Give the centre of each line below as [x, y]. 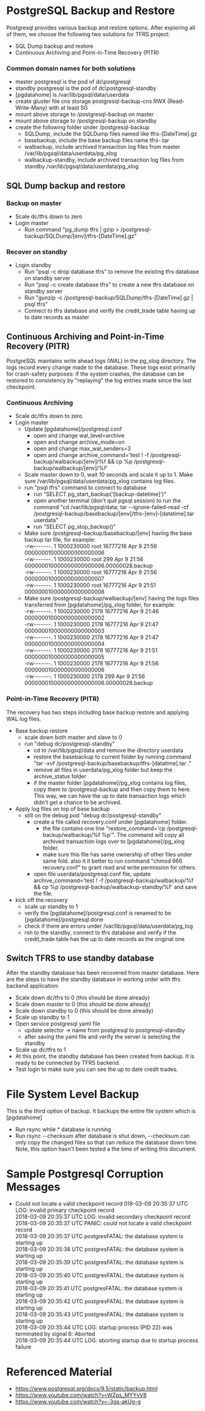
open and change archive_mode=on [79, 442]
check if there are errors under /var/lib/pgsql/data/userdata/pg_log [109, 926]
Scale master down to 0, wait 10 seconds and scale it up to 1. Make [109, 475]
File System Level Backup [73, 1094]
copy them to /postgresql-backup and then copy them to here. [112, 789]
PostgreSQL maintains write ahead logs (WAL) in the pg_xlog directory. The [101, 361]
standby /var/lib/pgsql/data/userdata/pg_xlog [81, 167]
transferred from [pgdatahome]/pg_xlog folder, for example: [100, 605]
